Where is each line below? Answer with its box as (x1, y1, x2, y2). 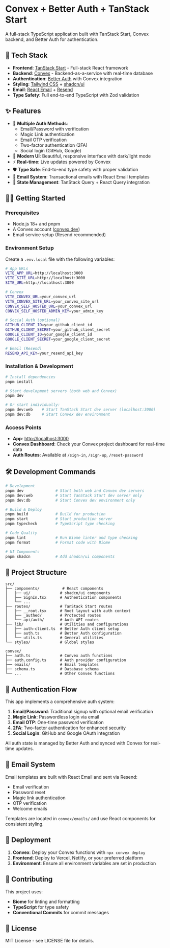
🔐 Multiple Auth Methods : (12, 120, 68, 126)
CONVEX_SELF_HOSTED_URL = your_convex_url (5, 304, 93, 309)
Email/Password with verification (20, 126, 89, 132)
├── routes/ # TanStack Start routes (5, 604, 113, 609)
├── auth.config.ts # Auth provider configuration (5, 658, 126, 663)
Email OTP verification (20, 137, 67, 143)
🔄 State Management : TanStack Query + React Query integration (12, 179, 150, 185)
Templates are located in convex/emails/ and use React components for (5, 815, 156, 821)
